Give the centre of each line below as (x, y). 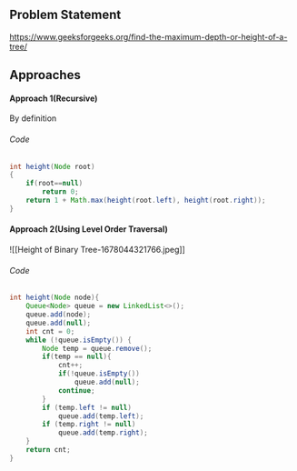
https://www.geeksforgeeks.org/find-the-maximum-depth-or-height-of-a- (148, 36)
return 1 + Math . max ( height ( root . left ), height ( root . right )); (146, 200)
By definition (33, 118)
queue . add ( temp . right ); (103, 433)
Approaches (45, 75)
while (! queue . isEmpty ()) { (79, 340)
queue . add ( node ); (59, 315)
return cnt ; (48, 450)
